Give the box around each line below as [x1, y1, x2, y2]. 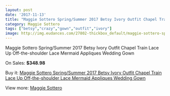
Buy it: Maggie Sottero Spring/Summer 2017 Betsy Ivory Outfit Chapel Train [5, 70, 162, 76]
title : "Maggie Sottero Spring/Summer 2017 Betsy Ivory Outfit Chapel [5, 17, 157, 22]
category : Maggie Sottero [5, 21, 60, 27]
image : [5, 31, 19, 36]
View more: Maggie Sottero [5, 85, 62, 91]
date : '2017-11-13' [5, 12, 47, 17]
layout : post [5, 7, 33, 13]
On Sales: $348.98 [5, 60, 46, 66]
